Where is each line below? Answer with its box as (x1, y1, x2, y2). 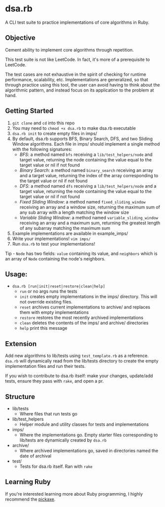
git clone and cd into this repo (12, 120, 75, 126)
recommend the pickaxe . (5, 496, 56, 502)
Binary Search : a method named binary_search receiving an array (19, 167, 154, 173)
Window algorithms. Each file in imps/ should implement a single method (12, 141, 160, 147)
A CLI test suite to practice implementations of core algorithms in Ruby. (5, 19, 150, 25)
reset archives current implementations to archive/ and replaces (19, 304, 150, 310)
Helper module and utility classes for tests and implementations (19, 421, 149, 427)
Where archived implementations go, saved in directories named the (19, 448, 159, 454)
